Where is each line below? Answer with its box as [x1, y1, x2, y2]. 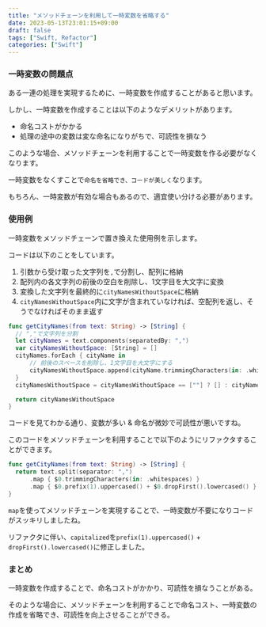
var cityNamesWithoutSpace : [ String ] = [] [15, 344, 158, 352]
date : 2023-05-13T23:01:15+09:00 [8, 19, 119, 27]
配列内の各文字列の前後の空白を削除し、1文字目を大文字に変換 [19, 276, 224, 286]
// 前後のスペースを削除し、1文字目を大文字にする [28, 359, 173, 367]
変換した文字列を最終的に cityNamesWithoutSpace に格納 [19, 287, 199, 296]
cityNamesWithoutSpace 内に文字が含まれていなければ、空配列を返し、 [19, 296, 247, 306]
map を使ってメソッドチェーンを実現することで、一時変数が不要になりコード [8, 505, 254, 515]
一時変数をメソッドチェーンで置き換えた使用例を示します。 [8, 233, 202, 242]
